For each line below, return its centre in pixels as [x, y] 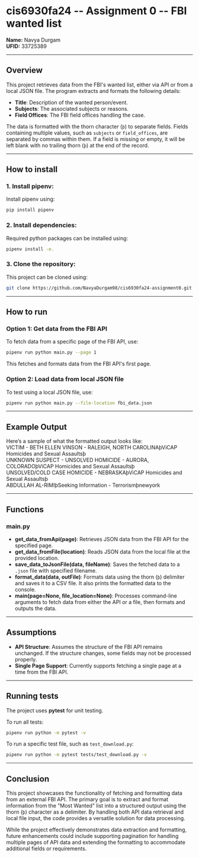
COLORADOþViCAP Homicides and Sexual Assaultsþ [70, 467]
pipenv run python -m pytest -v [46, 732]
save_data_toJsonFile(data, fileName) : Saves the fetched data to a [97, 564]
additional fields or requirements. [46, 849]
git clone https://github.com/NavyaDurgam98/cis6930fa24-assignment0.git [99, 288]
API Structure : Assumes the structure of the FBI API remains [89, 647]
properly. [26, 659]
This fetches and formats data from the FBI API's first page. [79, 364]
